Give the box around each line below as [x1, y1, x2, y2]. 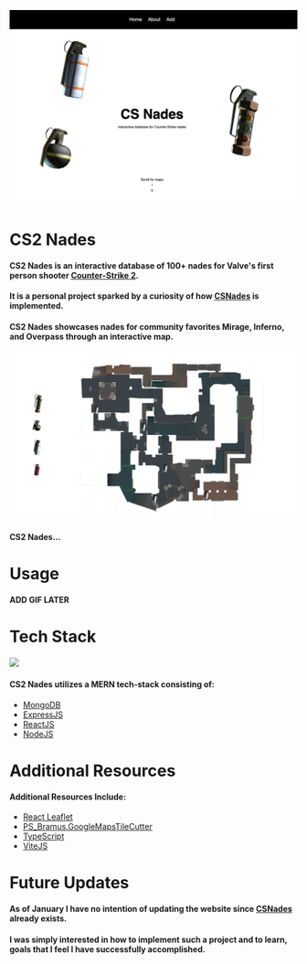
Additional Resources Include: [9, 791, 126, 802]
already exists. [9, 913, 67, 924]
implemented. [9, 301, 64, 312]
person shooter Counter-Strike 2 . [9, 270, 139, 281]
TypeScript [22, 831, 65, 842]
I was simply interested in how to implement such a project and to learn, [9, 934, 288, 945]
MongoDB [22, 699, 61, 710]
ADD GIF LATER [9, 594, 70, 605]
